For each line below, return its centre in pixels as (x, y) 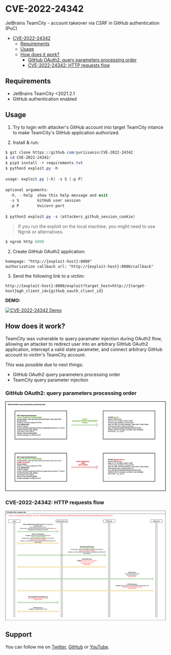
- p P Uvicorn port (37, 206)
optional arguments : (27, 190)
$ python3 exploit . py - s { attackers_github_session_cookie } (70, 217)
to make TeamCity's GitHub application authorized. (66, 132)
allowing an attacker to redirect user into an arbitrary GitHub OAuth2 (77, 344)
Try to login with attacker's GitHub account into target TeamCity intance (88, 127)
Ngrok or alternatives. (40, 231)
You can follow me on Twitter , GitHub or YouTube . (57, 647)
